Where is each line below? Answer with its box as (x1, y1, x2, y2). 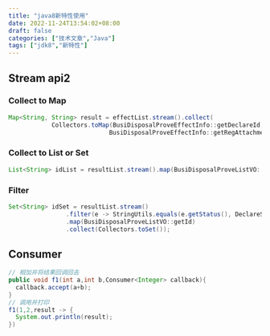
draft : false (8, 26, 52, 34)
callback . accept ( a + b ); (15, 283, 92, 291)
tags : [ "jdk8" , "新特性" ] (8, 42, 88, 50)
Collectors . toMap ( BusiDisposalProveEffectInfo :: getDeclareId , (51, 121, 264, 129)
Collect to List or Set (8, 148, 89, 159)
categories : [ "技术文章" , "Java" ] (8, 34, 116, 43)
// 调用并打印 (8, 298, 50, 306)
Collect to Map (8, 95, 67, 107)
